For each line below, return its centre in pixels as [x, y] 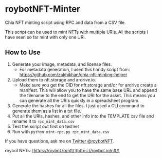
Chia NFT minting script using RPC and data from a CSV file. [65, 22]
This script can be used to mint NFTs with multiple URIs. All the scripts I [77, 32]
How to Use [23, 52]
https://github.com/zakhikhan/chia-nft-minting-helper [73, 75]
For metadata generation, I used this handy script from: [75, 69]
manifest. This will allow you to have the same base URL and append [88, 90]
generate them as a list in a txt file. [47, 111]
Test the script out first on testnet [45, 126]
